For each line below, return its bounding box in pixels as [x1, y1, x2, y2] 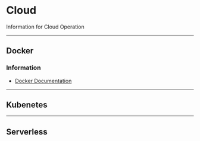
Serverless [6, 127, 48, 137]
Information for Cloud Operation [6, 23, 85, 30]
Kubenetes [6, 100, 48, 110]
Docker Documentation [14, 77, 72, 84]
